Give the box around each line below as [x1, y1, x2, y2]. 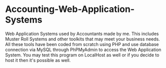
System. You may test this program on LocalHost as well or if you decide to [5, 51, 160, 58]
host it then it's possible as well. [5, 57, 71, 63]
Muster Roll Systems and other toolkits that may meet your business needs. [5, 36, 161, 42]
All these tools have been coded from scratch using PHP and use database [5, 41, 159, 47]
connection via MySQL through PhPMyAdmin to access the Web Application [5, 46, 162, 52]
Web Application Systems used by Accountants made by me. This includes [5, 30, 159, 36]
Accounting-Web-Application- [5, 3, 135, 15]
